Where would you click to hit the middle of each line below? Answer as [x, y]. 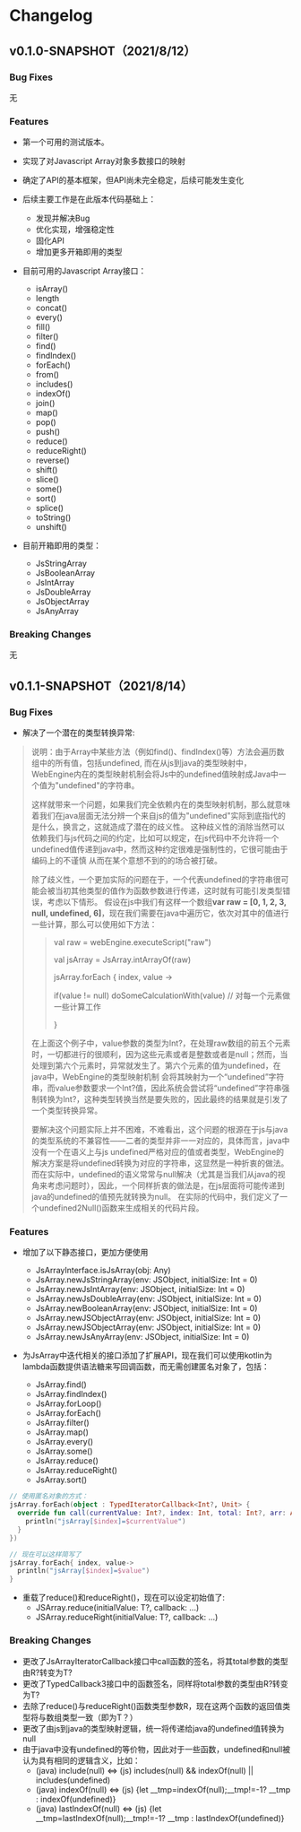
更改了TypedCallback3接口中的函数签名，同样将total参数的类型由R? [147, 1683]
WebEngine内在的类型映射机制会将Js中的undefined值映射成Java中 [155, 774]
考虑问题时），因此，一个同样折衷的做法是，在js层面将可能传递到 [166, 1185]
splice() [50, 508]
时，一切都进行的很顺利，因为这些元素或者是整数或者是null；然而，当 [159, 1055]
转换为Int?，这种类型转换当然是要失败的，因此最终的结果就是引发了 [163, 1099]
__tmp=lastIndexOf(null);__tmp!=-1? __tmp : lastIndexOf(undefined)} [160, 1818]
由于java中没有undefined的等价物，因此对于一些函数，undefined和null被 [156, 1749]
